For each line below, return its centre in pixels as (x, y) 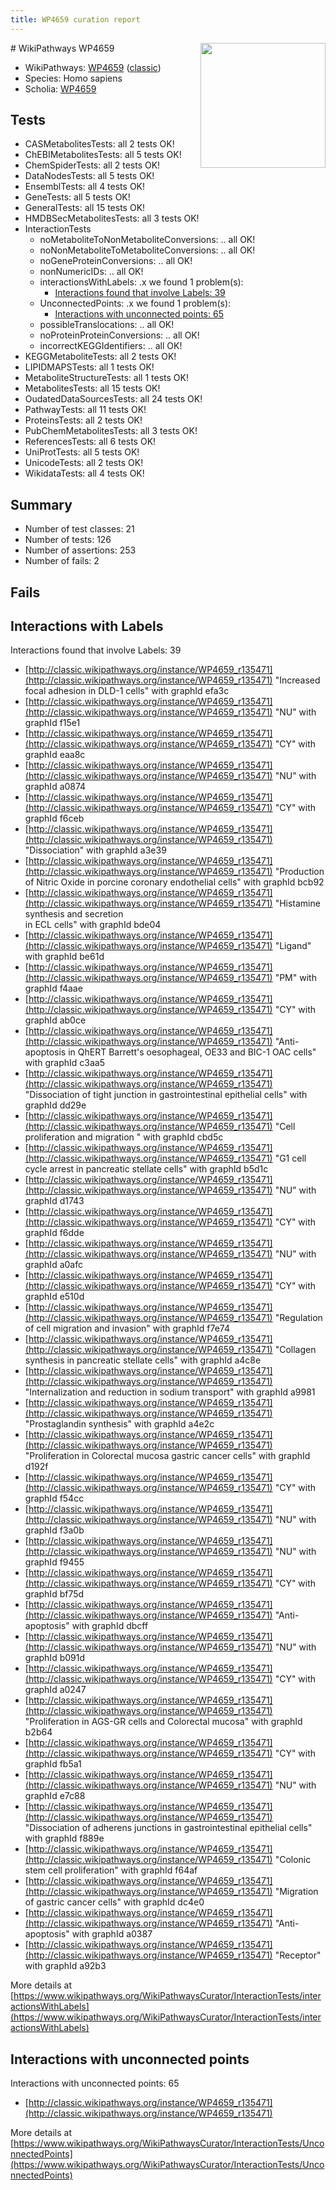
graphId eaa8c (55, 755)
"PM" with (295, 978)
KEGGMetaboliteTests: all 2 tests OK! (100, 357)
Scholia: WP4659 (60, 88)
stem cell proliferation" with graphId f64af (111, 1870)
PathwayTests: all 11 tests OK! (85, 410)
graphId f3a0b (54, 1530)
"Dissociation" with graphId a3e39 (95, 850)
